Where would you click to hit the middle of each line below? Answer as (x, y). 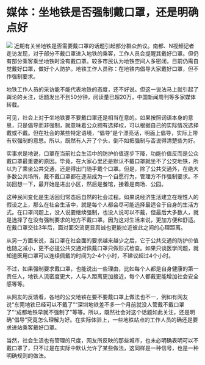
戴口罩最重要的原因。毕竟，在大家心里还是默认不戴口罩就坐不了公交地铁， (100, 161)
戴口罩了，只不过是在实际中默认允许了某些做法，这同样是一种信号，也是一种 (103, 348)
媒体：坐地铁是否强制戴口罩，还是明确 (103, 13)
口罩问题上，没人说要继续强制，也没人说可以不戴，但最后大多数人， (108, 212)
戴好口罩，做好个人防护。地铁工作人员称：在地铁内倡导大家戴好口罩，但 (102, 68)
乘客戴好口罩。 (41, 327)
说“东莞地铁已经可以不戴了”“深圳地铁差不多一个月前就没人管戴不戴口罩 (95, 304)
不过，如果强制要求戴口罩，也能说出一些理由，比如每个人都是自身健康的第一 (103, 269)
